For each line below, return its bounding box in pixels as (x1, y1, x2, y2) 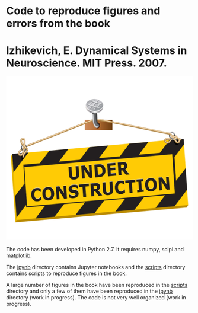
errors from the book (6, 17, 111, 30)
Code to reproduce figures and (6, 4, 161, 18)
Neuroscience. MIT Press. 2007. (6, 56, 167, 70)
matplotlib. (6, 252, 33, 259)
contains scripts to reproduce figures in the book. (6, 270, 127, 277)
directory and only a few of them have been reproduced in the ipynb (6, 288, 173, 295)
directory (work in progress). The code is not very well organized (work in (6, 294, 187, 301)
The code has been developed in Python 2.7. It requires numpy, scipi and (6, 246, 184, 253)
